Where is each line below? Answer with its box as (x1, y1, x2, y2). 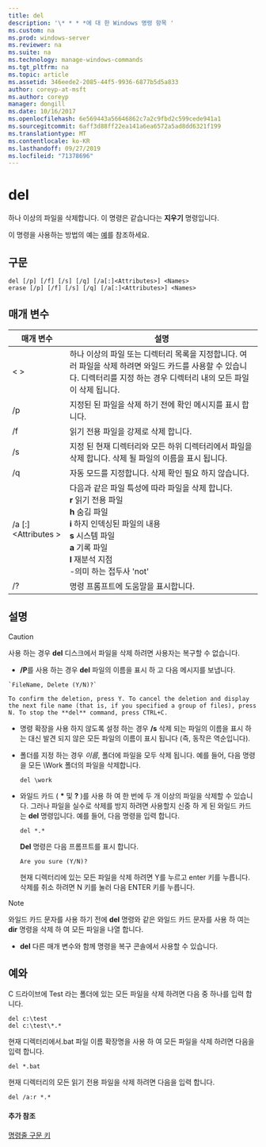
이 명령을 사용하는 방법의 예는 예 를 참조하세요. (8, 230, 150, 240)
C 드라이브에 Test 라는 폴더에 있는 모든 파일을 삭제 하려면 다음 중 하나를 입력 (8, 989, 244, 999)
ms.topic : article (8, 71, 69, 79)
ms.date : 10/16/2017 (8, 108, 77, 116)
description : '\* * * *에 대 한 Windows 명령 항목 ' (8, 19, 174, 27)
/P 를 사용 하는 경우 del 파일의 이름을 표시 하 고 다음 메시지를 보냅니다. (19, 664, 236, 675)
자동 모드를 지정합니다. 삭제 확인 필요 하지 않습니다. (69, 468, 249, 479)
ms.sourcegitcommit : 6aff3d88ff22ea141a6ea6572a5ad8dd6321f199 (8, 122, 222, 130)
